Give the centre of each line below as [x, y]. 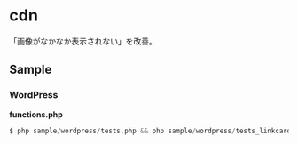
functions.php [36, 114]
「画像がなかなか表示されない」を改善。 [83, 41]
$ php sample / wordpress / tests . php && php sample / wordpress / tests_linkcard [150, 131]
